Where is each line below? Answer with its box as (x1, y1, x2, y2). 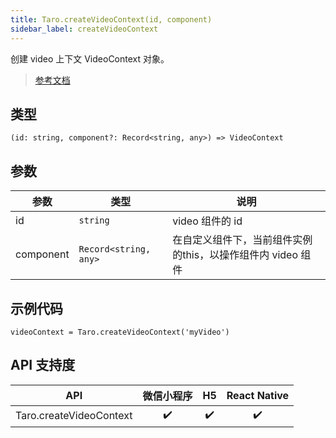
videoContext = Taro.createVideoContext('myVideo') (10, 327, 230, 337)
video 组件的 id (172, 214, 243, 228)
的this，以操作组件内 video (172, 248, 299, 262)
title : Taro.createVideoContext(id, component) (10, 14, 213, 25)
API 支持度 (10, 357, 76, 374)
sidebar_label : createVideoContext (10, 24, 159, 34)
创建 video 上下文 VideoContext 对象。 (10, 52, 170, 65)
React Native (226, 388, 290, 402)
